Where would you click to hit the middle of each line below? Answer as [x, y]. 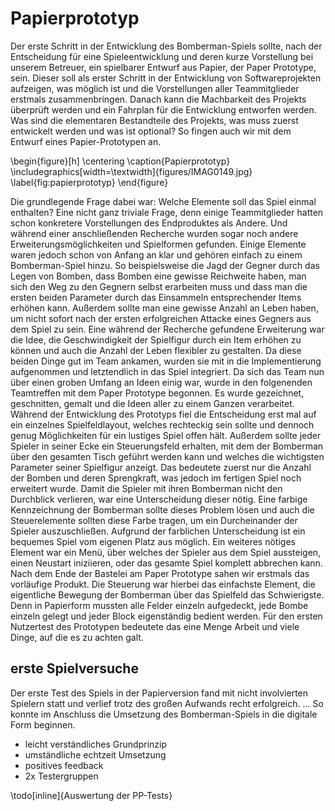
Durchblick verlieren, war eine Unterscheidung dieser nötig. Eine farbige [159, 499]
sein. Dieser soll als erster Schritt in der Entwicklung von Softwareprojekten [166, 78]
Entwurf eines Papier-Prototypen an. [86, 141]
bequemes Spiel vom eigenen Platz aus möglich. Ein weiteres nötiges [153, 541]
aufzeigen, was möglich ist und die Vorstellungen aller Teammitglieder [155, 88]
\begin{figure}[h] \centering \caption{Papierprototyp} [120, 161]
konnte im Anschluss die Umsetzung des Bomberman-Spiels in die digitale [164, 714]
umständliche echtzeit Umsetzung [95, 754]
